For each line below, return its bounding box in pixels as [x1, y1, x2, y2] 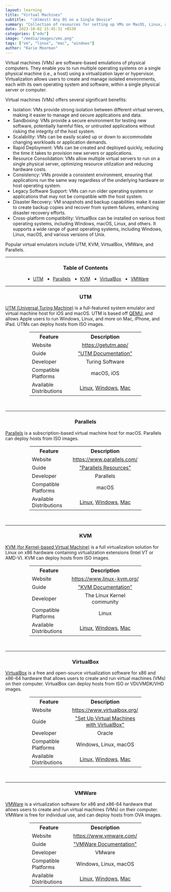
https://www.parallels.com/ [72, 456, 138, 463]
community [91, 598, 119, 605]
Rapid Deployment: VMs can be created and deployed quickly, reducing [12, 144, 163, 151]
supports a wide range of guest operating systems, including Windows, [12, 226, 163, 232]
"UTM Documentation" [78, 350, 133, 357]
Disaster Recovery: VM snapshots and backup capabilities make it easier [12, 199, 165, 205]
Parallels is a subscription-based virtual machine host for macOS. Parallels [5, 430, 162, 436]
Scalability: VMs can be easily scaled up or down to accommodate [12, 133, 153, 139]
